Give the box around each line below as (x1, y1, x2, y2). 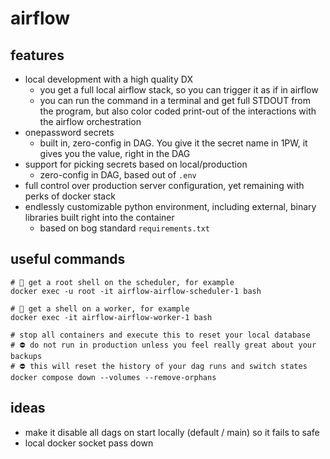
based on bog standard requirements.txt (39, 222, 211, 234)
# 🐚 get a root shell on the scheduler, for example (10, 277, 235, 287)
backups (10, 351, 43, 361)
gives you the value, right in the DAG (39, 148, 191, 159)
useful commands (10, 251, 126, 268)
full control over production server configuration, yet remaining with (24, 180, 305, 191)
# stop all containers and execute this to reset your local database (10, 330, 311, 340)
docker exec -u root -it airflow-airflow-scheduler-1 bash (10, 286, 262, 296)
